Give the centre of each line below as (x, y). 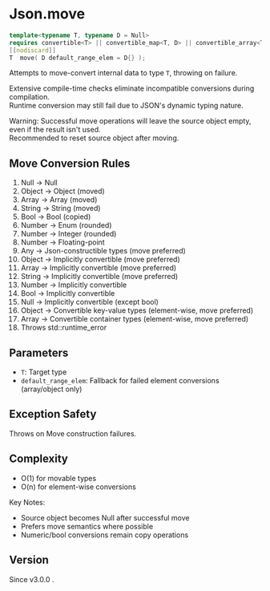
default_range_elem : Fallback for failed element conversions (120, 381)
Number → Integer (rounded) (69, 234)
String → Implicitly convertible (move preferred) (99, 277)
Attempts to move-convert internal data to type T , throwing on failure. (123, 73)
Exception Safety (53, 414)
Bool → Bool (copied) (56, 217)
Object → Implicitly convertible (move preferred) (101, 259)
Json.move (47, 14)
